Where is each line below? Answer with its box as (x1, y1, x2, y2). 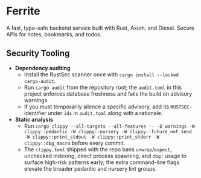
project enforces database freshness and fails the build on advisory (24, 90, 193, 97)
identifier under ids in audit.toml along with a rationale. (24, 109, 163, 116)
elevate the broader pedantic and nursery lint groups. (24, 165, 157, 172)
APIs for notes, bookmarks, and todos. (6, 30, 102, 38)
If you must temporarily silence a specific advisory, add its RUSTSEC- (24, 103, 193, 110)
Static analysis (14, 116, 53, 123)
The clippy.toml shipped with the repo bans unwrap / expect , (24, 145, 172, 153)
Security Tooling (6, 48, 70, 59)
